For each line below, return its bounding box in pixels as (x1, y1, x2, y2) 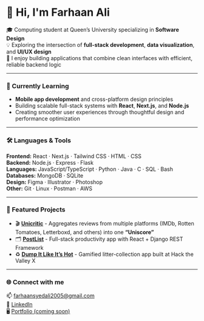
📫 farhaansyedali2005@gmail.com (6, 292, 95, 300)
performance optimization (15, 115, 80, 122)
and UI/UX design (6, 48, 52, 55)
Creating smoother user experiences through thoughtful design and (15, 109, 185, 116)
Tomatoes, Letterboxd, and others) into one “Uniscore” (15, 228, 154, 236)
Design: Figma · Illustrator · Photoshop (6, 178, 103, 185)
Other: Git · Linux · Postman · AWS (6, 185, 93, 192)
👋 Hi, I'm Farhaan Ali (6, 5, 110, 19)
